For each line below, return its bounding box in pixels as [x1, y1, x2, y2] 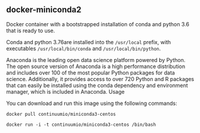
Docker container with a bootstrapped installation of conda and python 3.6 [6, 20, 190, 27]
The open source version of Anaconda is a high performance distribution [6, 63, 186, 70]
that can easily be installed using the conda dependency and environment [6, 82, 188, 89]
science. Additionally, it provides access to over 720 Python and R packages [6, 75, 195, 82]
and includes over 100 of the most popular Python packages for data [6, 69, 175, 76]
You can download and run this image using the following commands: [6, 100, 177, 107]
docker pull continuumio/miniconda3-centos [6, 111, 116, 117]
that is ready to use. [6, 27, 56, 34]
